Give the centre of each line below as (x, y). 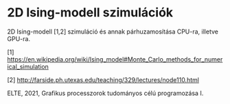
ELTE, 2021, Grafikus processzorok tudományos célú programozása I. (105, 93)
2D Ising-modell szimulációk (90, 13)
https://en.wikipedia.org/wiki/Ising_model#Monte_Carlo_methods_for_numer (115, 59)
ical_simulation (28, 66)
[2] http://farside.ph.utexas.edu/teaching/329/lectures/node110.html (103, 79)
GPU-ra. (19, 38)
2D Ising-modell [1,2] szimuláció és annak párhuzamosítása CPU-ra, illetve (113, 31)
